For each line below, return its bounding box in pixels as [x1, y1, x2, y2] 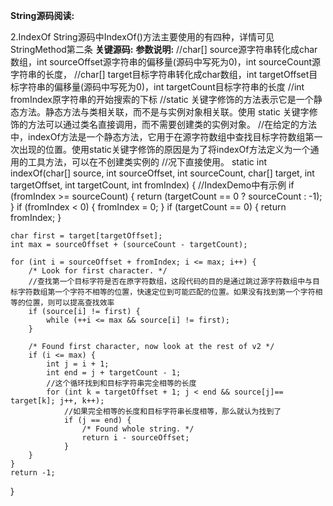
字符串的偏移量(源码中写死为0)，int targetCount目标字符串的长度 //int [18, 81, 305, 93]
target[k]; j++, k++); [10, 396, 105, 406]
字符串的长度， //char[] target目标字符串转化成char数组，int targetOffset [10, 69, 310, 80]
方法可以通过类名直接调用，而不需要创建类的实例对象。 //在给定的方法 [27, 119, 318, 130]
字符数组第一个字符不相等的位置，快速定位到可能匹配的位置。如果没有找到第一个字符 [17, 287, 316, 297]
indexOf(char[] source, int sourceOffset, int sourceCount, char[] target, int [10, 167, 315, 179]
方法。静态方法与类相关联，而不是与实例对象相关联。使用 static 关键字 [18, 106, 310, 118]
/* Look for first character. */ [28, 266, 168, 276]
